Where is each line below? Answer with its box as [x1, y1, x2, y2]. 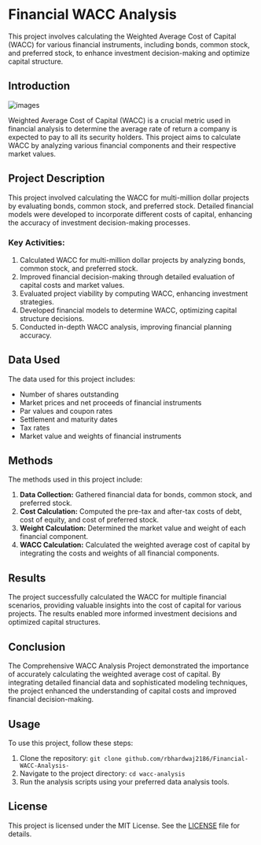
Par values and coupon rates [19, 406, 113, 415]
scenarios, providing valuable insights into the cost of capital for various [8, 600, 242, 611]
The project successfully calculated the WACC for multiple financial [8, 592, 226, 602]
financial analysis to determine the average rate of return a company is [8, 124, 237, 133]
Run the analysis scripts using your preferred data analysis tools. [19, 777, 230, 786]
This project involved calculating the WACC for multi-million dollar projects [8, 193, 250, 202]
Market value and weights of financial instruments [19, 431, 182, 441]
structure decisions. [19, 313, 85, 323]
